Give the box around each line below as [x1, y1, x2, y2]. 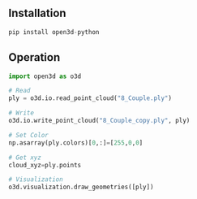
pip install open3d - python [8, 28, 100, 36]
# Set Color [8, 131, 49, 139]
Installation [8, 6, 66, 20]
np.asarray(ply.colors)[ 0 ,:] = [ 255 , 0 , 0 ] [8, 138, 143, 147]
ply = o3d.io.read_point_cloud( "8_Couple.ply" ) [8, 94, 173, 102]
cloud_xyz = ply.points [8, 161, 82, 169]
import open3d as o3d [8, 72, 82, 80]
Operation [8, 50, 61, 64]
